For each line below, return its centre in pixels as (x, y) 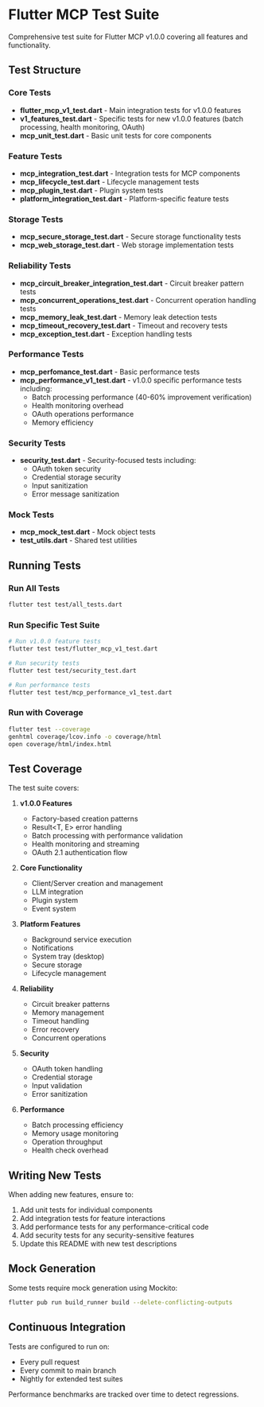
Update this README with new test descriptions (98, 1244)
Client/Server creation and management (97, 884)
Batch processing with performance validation (107, 836)
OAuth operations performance (83, 414)
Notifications (52, 948)
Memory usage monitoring (75, 1133)
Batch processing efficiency (78, 1125)
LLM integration (57, 892)
